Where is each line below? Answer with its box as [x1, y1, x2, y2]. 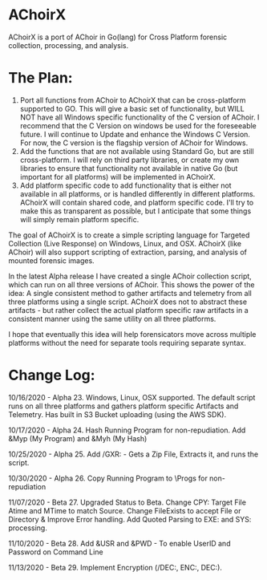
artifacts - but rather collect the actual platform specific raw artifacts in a [8, 305, 249, 314]
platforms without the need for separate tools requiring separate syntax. [8, 338, 246, 347]
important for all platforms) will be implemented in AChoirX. [19, 172, 216, 181]
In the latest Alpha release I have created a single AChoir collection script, [8, 271, 253, 281]
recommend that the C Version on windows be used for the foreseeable [19, 120, 257, 130]
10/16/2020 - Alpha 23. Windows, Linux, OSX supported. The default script [8, 392, 256, 402]
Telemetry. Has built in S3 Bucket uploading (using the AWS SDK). [8, 409, 227, 419]
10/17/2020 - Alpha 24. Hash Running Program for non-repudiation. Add [8, 425, 246, 435]
